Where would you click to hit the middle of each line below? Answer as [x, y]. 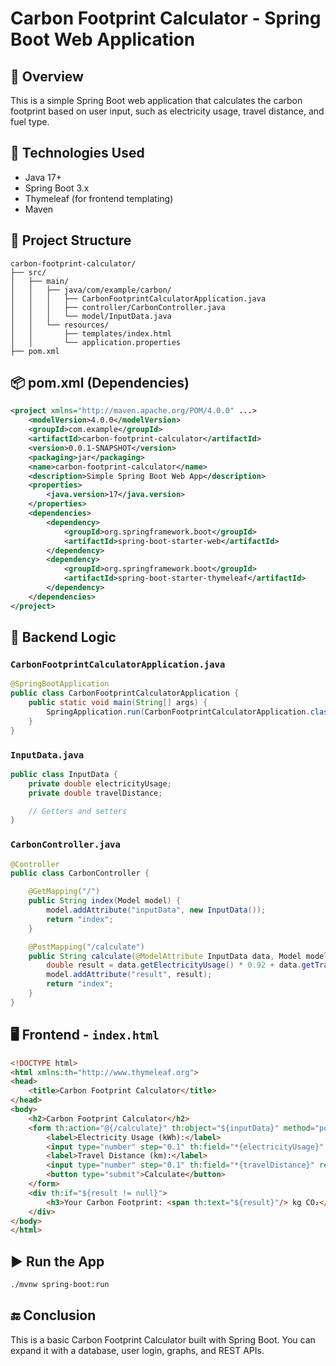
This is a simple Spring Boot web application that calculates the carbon [156, 100]
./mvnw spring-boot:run [60, 1285]
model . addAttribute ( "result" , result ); [129, 975]
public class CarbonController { [80, 873]
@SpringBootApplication [60, 684]
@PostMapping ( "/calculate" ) [86, 947]
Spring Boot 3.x [57, 188]
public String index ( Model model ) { [105, 901]
